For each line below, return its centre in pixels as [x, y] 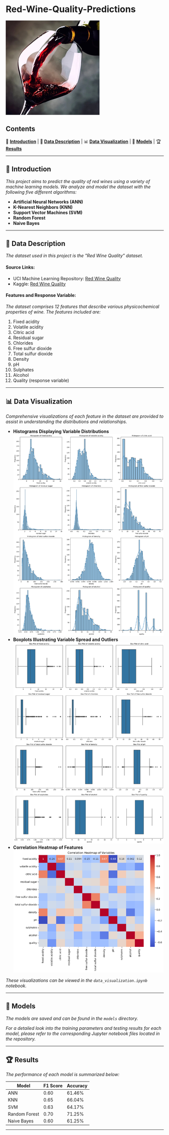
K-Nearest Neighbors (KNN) [43, 207]
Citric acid [24, 332]
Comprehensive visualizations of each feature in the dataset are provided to [85, 416]
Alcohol [21, 375]
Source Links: [20, 267]
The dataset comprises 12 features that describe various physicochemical [82, 306]
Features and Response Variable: [41, 295]
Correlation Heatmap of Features [48, 847]
